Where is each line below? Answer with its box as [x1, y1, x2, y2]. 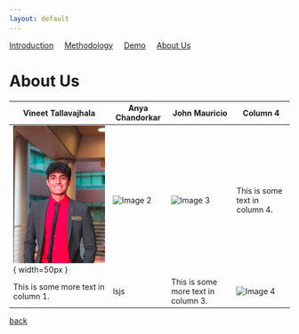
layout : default [9, 14, 69, 23]
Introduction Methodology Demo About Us [9, 40, 191, 51]
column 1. [12, 290, 51, 301]
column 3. [171, 296, 208, 306]
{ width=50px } [12, 265, 69, 274]
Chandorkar [115, 112, 162, 123]
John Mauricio [172, 107, 228, 118]
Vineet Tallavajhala [22, 107, 96, 118]
